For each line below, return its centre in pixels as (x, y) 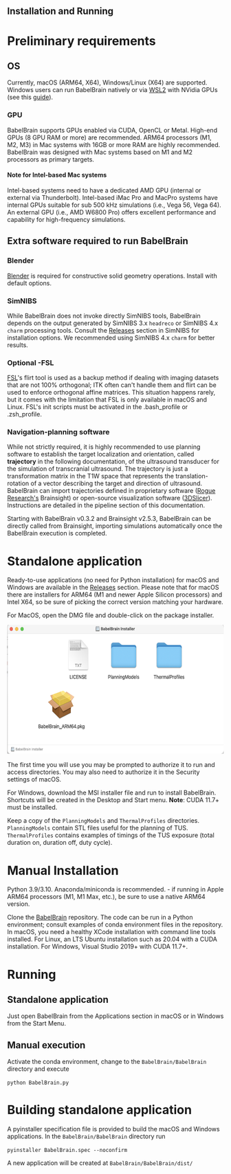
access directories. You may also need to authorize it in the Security (103, 772)
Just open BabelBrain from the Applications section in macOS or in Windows (115, 1016)
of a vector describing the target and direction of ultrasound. (117, 483)
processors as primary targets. (51, 159)
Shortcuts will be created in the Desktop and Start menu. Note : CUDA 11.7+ (113, 800)
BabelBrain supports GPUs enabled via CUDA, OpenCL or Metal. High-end (112, 130)
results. (18, 345)
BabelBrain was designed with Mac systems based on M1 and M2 (100, 152)
